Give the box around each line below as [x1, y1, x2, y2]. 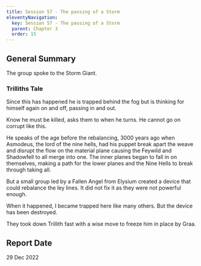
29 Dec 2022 [6, 254, 39, 261]
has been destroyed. [6, 209, 57, 216]
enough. [6, 191, 27, 198]
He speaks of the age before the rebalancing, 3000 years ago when [6, 134, 175, 141]
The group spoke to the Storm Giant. [6, 69, 97, 76]
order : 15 [11, 31, 36, 37]
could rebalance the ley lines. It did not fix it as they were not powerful [6, 184, 181, 191]
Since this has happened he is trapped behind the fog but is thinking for [6, 98, 185, 105]
